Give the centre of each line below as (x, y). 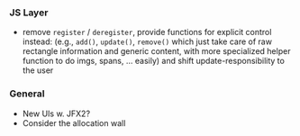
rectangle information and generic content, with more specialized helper (156, 51)
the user (38, 70)
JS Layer (29, 13)
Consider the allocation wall (74, 122)
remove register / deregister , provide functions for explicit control (147, 32)
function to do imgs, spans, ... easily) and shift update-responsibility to (154, 61)
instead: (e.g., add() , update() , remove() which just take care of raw (147, 41)
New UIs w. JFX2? (56, 113)
